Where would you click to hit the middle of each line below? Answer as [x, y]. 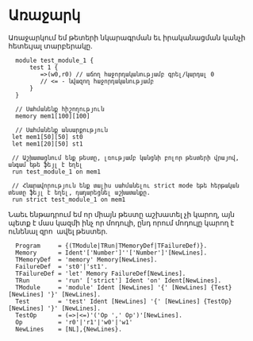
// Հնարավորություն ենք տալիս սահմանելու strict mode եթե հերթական [125, 185]
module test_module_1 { [54, 60]
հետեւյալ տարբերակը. [50, 45]
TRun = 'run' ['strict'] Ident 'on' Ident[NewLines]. [119, 281]
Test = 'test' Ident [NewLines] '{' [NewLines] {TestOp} [124, 301]
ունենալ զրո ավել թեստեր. [58, 231]
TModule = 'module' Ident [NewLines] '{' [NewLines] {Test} [124, 287]
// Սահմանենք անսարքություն [62, 130]
